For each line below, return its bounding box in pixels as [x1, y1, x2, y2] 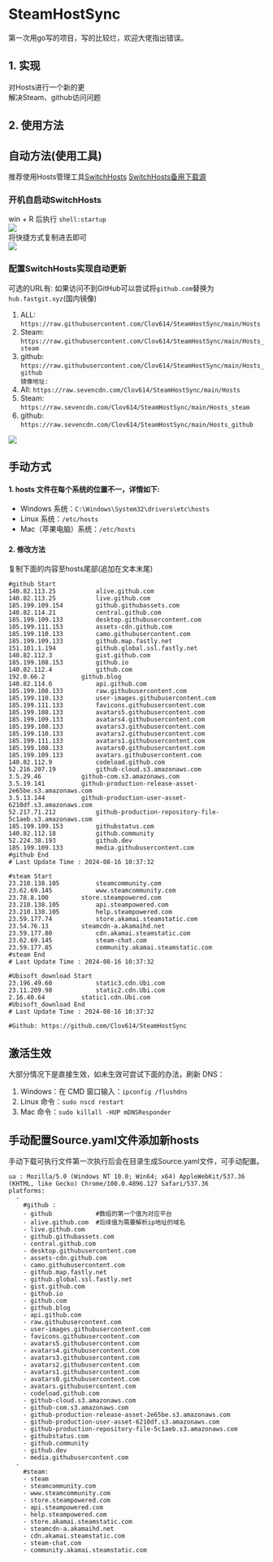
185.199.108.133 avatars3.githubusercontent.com [8, 722, 206, 731]
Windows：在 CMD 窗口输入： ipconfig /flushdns [19, 1086, 188, 1096]
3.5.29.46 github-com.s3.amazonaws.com [8, 773, 180, 781]
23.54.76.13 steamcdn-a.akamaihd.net [8, 922, 165, 931]
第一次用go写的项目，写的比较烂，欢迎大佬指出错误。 [8, 33, 188, 42]
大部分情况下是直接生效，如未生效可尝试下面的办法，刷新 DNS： [8, 1069, 225, 1079]
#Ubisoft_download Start [8, 972, 93, 981]
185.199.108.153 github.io [8, 659, 129, 667]
